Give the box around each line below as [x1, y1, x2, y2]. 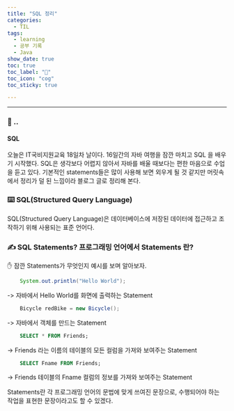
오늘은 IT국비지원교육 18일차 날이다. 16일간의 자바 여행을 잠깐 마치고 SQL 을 [7, 150, 214, 159]
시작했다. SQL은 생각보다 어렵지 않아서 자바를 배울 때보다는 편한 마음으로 [14, 160, 212, 168]
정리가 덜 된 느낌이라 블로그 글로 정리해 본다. [19, 177, 141, 185]
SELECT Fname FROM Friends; [19, 359, 101, 366]
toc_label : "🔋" [7, 68, 52, 75]
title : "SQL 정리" [7, 10, 58, 17]
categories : [7, 17, 42, 24]
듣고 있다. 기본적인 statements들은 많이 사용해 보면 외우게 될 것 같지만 [14, 168, 206, 176]
